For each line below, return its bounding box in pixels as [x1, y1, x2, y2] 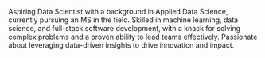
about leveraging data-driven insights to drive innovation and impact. [8, 41, 235, 50]
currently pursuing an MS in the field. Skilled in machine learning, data [8, 15, 239, 25]
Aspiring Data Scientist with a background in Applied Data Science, [8, 7, 228, 16]
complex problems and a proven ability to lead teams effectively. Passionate [8, 32, 258, 41]
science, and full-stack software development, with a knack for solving [8, 24, 241, 33]
